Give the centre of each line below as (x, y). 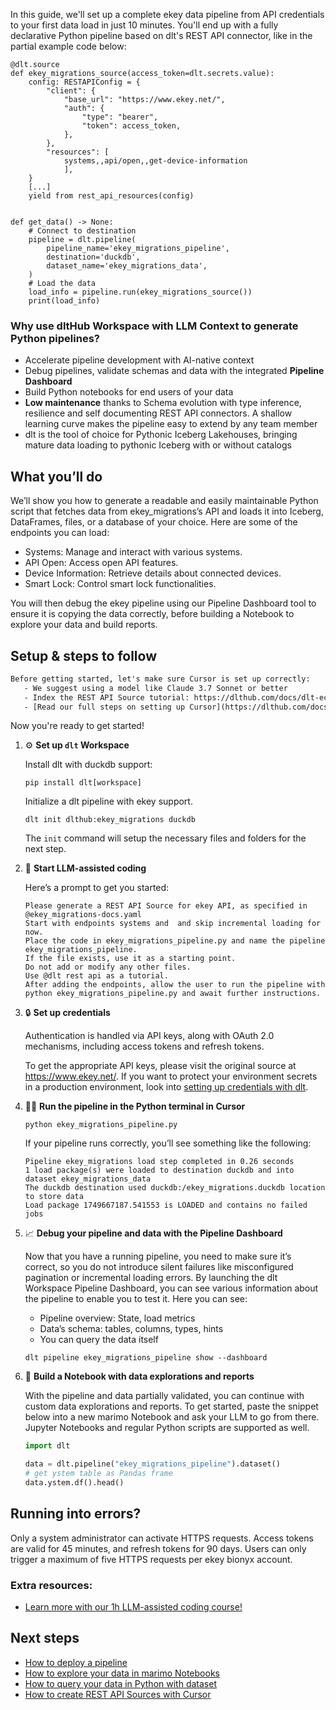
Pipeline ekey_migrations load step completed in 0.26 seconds (159, 1162)
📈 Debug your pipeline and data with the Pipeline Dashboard (153, 1233)
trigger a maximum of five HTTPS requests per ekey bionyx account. (151, 1559)
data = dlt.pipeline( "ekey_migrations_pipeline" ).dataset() (152, 1464)
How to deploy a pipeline (76, 1662)
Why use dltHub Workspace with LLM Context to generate (154, 326)
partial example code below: (68, 46)
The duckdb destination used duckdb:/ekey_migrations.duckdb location (175, 1188)
